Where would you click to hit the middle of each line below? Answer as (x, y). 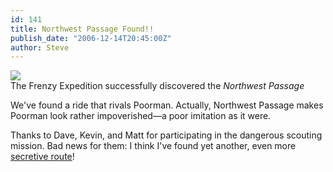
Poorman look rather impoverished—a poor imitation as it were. (141, 116)
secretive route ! (42, 157)
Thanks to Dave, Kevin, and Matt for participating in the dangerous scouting (166, 135)
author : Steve (40, 47)
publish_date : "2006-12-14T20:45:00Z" (91, 38)
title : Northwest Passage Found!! (82, 29)
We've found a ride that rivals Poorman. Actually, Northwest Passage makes (167, 105)
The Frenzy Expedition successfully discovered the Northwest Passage (157, 86)
